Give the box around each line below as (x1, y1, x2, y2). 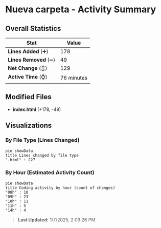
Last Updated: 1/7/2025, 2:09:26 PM (17, 217, 96, 223)
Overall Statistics (5, 24, 61, 33)
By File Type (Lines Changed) (5, 137, 80, 144)
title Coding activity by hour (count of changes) (5, 185, 116, 191)
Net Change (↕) (8, 65, 48, 71)
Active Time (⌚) (8, 73, 48, 80)
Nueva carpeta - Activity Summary (5, 4, 156, 15)
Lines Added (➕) (8, 48, 49, 55)
